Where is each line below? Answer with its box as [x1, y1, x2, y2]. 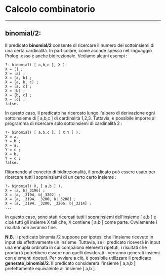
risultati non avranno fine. [5, 224, 57, 230]
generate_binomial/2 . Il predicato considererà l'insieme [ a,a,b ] [5, 260, 136, 266]
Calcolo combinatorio [5, 3, 95, 15]
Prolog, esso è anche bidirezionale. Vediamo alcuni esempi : [5, 53, 127, 59]
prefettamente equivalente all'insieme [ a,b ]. [5, 265, 96, 271]
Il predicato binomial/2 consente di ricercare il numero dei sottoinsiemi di [5, 42, 155, 48]
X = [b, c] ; [5, 92, 32, 97]
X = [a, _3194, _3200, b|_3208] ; [5, 197, 77, 201]
